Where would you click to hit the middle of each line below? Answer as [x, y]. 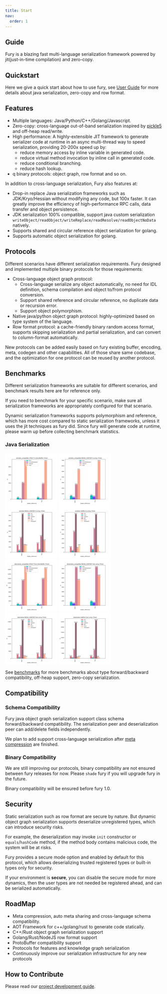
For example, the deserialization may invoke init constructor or [71, 837]
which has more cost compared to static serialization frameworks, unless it [82, 421]
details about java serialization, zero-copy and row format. [65, 93]
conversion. [32, 295]
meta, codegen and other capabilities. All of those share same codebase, [80, 352]
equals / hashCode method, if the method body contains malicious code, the [81, 842]
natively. [21, 225]
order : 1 [19, 21]
